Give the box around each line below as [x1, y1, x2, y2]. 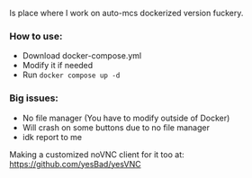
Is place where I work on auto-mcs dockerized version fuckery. [9, 8, 244, 18]
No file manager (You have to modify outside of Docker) [22, 112, 230, 123]
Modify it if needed [22, 60, 94, 71]
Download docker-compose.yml [22, 50, 142, 61]
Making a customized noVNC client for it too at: [9, 148, 184, 160]
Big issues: [9, 92, 58, 104]
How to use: [9, 30, 63, 42]
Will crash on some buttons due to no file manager [22, 121, 210, 133]
